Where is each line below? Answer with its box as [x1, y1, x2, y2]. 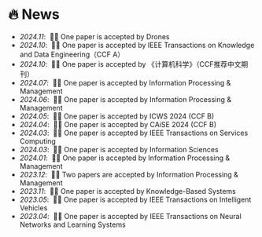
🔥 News [8, 5, 61, 24]
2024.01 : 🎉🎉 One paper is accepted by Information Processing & [19, 153, 231, 162]
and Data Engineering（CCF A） [19, 49, 125, 59]
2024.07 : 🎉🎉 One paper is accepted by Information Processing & [19, 78, 231, 87]
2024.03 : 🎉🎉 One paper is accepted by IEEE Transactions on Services [19, 128, 249, 137]
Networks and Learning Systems [19, 220, 126, 229]
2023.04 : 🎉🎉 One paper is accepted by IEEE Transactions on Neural [19, 211, 242, 221]
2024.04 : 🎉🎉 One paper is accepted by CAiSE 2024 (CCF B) [19, 119, 217, 129]
